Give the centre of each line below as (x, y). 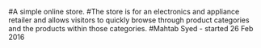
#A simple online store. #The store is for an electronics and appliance (124, 12)
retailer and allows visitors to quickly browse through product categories (129, 20)
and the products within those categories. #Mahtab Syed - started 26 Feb (131, 28)
